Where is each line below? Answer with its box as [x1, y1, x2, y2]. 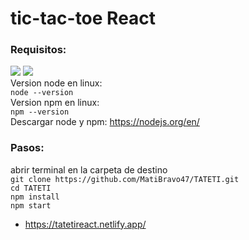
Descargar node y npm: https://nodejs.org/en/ [10, 116, 200, 128]
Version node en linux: [10, 77, 103, 89]
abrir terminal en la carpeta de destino [10, 163, 168, 176]
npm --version [10, 107, 70, 117]
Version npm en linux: [10, 97, 100, 109]
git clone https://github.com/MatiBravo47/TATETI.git [10, 174, 240, 184]
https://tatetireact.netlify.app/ [24, 218, 147, 230]
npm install [10, 192, 60, 202]
